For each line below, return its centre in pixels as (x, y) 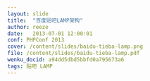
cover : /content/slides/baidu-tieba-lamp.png (75, 46)
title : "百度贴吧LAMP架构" (45, 20)
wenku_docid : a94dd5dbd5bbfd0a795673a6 (66, 60)
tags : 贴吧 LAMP (30, 66)
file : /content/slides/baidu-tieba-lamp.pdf (74, 54)
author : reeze (28, 27)
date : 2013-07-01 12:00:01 (50, 33)
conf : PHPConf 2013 (36, 40)
